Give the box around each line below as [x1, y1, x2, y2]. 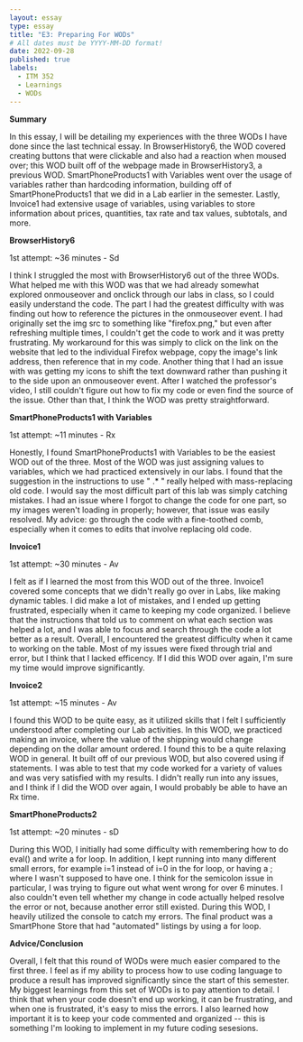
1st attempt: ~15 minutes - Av [9, 696, 117, 708]
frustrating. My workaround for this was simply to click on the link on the [9, 337, 279, 347]
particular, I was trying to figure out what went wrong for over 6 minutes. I [9, 881, 283, 893]
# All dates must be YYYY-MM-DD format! [9, 38, 164, 48]
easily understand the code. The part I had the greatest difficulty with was [9, 299, 285, 309]
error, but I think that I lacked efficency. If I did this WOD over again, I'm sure [9, 652, 293, 663]
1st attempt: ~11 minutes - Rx [9, 429, 115, 440]
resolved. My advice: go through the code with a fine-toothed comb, [9, 513, 264, 524]
